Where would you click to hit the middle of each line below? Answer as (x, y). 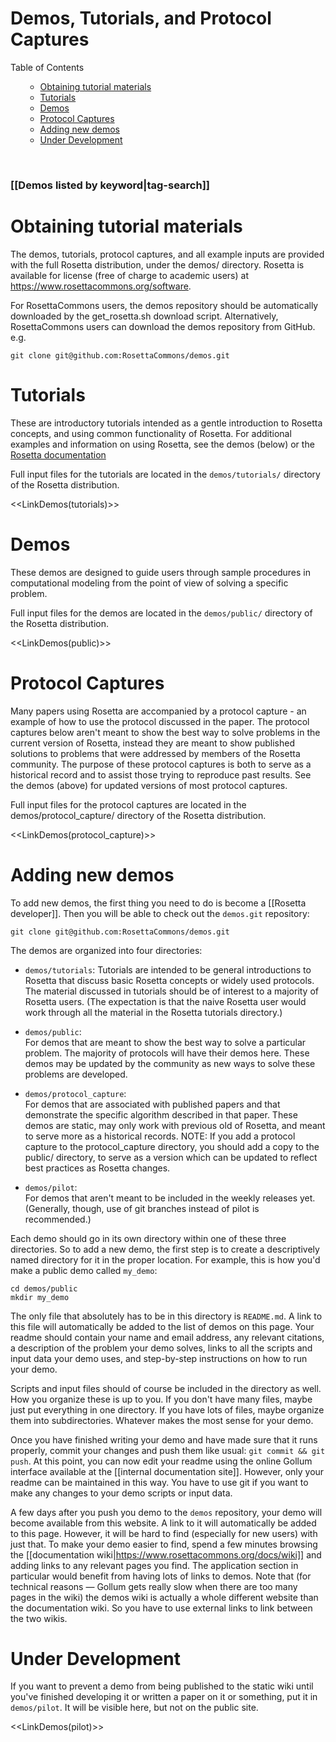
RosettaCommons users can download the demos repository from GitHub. (163, 326)
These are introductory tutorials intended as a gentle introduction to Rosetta (166, 423)
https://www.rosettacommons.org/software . (101, 286)
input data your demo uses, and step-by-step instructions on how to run (159, 1358)
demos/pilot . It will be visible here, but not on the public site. (134, 1708)
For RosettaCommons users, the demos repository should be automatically (164, 305)
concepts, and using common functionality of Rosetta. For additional (151, 433)
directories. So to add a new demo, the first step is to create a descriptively (165, 1249)
